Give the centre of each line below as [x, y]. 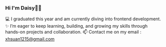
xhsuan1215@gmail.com [30, 39]
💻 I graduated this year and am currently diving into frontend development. [83, 19]
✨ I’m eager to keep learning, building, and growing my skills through [76, 26]
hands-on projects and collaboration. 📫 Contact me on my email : [73, 32]
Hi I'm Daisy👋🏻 [23, 8]
